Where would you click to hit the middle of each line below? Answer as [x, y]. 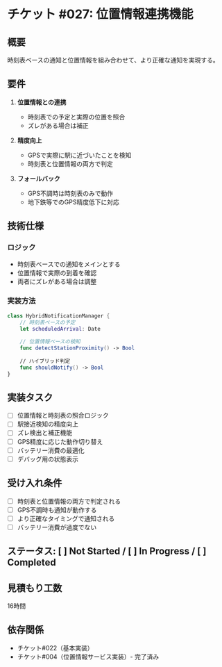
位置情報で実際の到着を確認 [57, 272]
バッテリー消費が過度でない [57, 527]
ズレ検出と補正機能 [45, 433]
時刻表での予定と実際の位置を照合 [76, 117]
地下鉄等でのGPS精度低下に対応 [73, 201]
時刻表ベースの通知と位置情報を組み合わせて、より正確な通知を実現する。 [113, 60]
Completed [32, 562]
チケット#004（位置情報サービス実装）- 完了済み [88, 657]
